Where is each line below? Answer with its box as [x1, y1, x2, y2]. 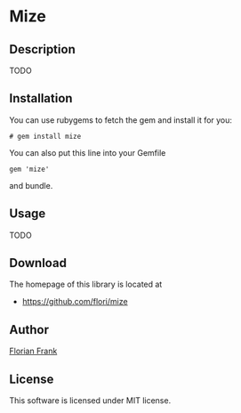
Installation [9, 91, 73, 106]
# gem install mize [9, 132, 82, 141]
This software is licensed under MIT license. [9, 395, 172, 406]
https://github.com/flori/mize [21, 296, 128, 307]
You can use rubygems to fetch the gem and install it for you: [9, 114, 233, 126]
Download [9, 255, 67, 271]
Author [9, 322, 49, 337]
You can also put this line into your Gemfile [9, 147, 166, 158]
